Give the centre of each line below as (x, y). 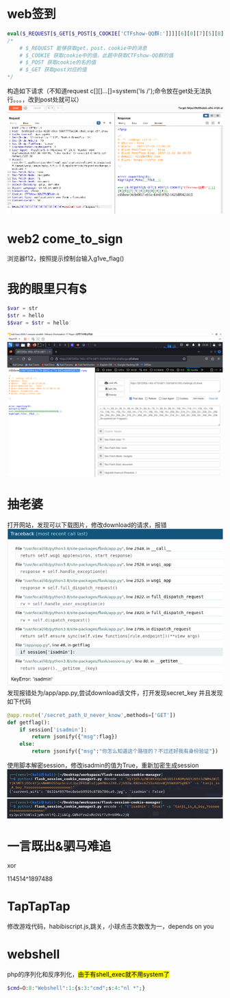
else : (27, 744)
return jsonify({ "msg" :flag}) (75, 737)
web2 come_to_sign (65, 239)
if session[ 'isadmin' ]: (53, 730)
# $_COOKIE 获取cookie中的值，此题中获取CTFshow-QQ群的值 (97, 56)
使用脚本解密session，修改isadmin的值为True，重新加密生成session (103, 765)
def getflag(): (29, 722)
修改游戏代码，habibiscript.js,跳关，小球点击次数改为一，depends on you (111, 927)
